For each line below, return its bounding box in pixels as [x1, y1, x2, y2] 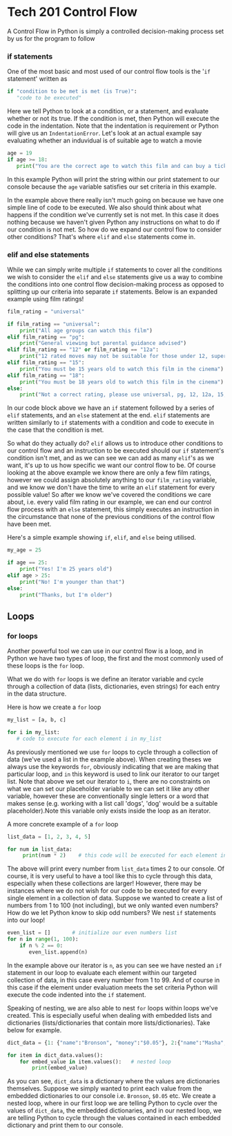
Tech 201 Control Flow [7, 4, 138, 20]
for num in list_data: [7, 846, 72, 853]
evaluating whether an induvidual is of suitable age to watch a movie [7, 136, 202, 144]
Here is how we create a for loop [7, 703, 101, 712]
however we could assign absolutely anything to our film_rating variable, [7, 476, 217, 484]
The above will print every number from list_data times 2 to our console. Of [7, 864, 224, 873]
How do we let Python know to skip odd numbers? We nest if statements [7, 909, 216, 917]
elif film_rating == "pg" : [7, 333, 85, 341]
